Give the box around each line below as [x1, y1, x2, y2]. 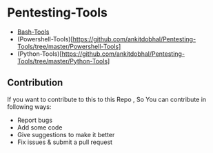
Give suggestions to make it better [17, 130, 115, 139]
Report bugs [17, 116, 53, 124]
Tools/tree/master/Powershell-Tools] [17, 42, 121, 50]
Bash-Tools [17, 28, 50, 36]
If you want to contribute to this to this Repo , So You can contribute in [7, 95, 207, 103]
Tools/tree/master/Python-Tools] [17, 57, 110, 65]
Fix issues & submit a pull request [17, 138, 112, 146]
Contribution [7, 77, 63, 89]
